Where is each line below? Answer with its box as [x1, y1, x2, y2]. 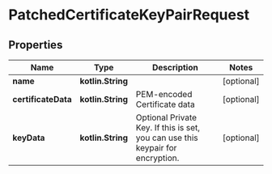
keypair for [135, 142, 177, 153]
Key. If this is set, [135, 122, 201, 133]
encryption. [135, 152, 180, 163]
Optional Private [135, 112, 197, 123]
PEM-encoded [135, 89, 193, 100]
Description [152, 62, 198, 73]
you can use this [135, 132, 198, 143]
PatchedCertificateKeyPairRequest [8, 6, 250, 24]
